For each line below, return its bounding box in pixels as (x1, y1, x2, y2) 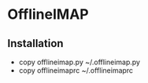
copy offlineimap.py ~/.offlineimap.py (18, 57, 141, 67)
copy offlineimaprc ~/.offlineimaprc (18, 66, 134, 75)
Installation (7, 37, 64, 50)
